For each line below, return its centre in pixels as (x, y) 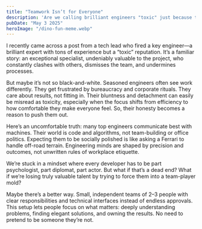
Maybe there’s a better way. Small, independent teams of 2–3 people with (97, 194)
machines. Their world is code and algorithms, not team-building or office (97, 133)
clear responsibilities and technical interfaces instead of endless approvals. (99, 201)
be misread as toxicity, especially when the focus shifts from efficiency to (97, 102)
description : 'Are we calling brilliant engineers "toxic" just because (99, 17)
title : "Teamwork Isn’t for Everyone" (55, 12)
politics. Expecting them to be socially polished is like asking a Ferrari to (95, 139)
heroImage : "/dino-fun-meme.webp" (50, 29)
